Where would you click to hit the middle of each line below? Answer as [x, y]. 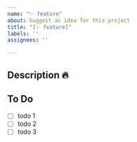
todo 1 [26, 116]
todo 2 [27, 124]
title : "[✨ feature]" [39, 27]
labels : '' [23, 34]
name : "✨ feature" [35, 14]
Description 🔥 [38, 75]
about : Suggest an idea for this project [69, 20]
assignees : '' [28, 40]
